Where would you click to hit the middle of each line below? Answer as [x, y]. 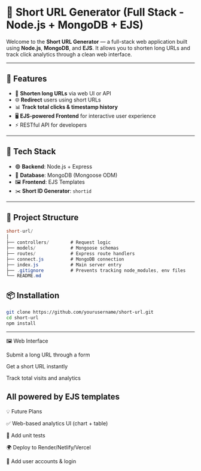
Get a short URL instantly [37, 366]
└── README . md [24, 276]
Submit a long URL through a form [48, 355]
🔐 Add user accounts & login [41, 461]
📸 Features [27, 79]
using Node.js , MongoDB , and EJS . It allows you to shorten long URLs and [98, 48]
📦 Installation [33, 295]
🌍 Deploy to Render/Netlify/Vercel [48, 447]
